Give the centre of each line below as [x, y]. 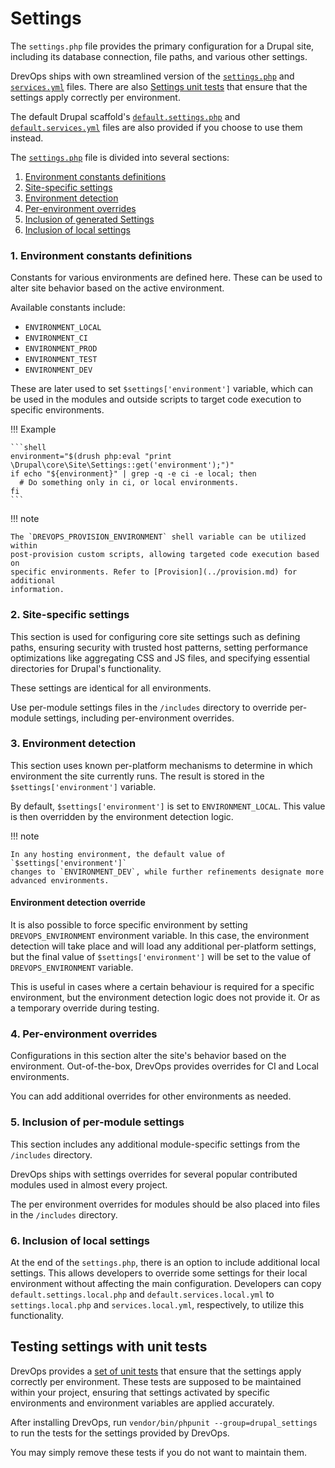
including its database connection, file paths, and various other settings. [159, 56]
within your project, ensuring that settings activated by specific [140, 1392]
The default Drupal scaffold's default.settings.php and [125, 116]
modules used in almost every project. [89, 1184]
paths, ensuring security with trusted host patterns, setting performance [159, 647]
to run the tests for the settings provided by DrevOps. [120, 1433]
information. [37, 590]
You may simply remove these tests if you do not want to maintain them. [159, 1452]
